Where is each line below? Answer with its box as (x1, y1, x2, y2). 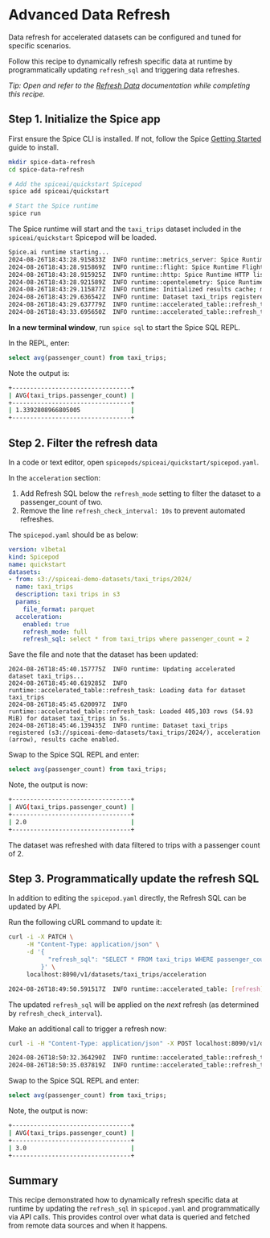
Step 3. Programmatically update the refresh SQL (8, 872, 260, 885)
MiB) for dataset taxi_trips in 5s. (8, 715, 131, 723)
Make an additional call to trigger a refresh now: (8, 1024, 167, 1034)
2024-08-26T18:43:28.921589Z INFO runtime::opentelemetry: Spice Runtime (8, 278, 264, 287)
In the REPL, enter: (8, 338, 70, 348)
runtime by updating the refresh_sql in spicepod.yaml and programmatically (8, 1203, 260, 1213)
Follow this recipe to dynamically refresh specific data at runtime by (8, 56, 233, 66)
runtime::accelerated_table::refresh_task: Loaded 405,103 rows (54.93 (8, 708, 253, 716)
